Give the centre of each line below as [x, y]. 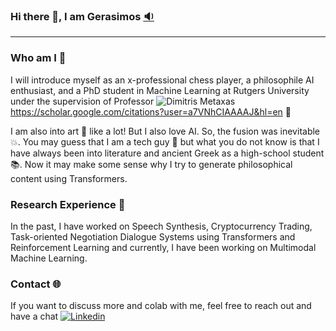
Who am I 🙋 [38, 58]
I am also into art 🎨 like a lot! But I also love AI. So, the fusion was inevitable [165, 131]
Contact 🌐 [36, 284]
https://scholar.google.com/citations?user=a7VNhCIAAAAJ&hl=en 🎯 [151, 111]
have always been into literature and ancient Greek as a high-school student [167, 153]
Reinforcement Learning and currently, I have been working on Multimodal [163, 247]
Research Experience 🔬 [68, 204]
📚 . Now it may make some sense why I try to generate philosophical [151, 164]
